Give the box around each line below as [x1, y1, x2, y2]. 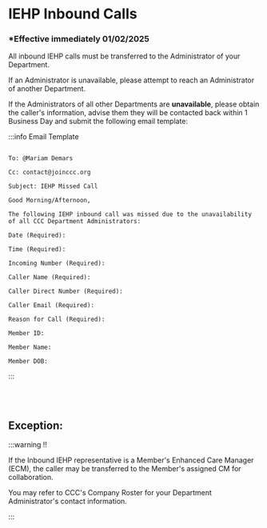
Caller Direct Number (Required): [8, 287, 124, 296]
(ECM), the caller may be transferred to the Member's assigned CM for [8, 464, 241, 474]
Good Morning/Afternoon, [8, 197, 91, 205]
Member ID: [8, 330, 45, 338]
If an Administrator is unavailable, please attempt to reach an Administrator [8, 75, 254, 85]
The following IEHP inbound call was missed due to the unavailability [8, 210, 252, 218]
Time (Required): [8, 246, 66, 254]
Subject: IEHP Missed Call [8, 182, 98, 190]
